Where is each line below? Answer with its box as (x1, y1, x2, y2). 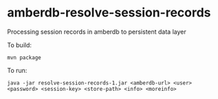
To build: (7, 41, 32, 49)
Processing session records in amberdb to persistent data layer (7, 27, 187, 36)
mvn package (7, 54, 41, 61)
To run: (7, 66, 28, 74)
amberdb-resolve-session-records (7, 5, 211, 21)
